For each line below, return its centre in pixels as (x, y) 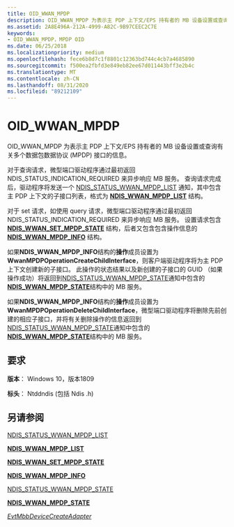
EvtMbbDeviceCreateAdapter (49, 516)
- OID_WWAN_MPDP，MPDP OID (46, 40)
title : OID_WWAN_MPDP (39, 14)
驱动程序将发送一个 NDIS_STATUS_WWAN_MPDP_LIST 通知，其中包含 (120, 187)
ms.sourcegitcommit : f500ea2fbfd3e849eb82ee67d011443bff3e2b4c (101, 66)
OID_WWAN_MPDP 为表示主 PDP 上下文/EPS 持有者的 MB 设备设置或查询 (112, 147)
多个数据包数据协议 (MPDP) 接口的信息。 (72, 155)
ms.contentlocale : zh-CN (43, 79)
